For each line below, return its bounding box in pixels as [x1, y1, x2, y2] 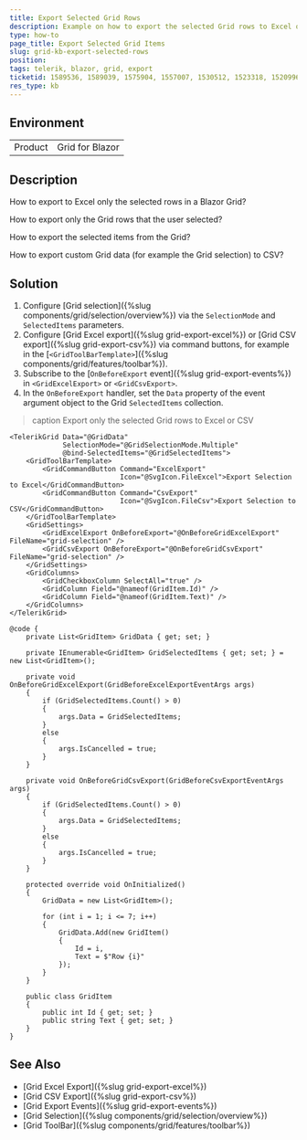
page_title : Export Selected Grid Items [9, 38, 166, 48]
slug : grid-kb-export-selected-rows [9, 47, 149, 57]
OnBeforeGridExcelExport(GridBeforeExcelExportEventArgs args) [9, 681, 256, 690]
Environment [9, 115, 85, 131]
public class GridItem [26, 992, 112, 1001]
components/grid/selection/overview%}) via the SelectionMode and [22, 310, 276, 321]
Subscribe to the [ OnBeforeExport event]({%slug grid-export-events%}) [22, 368, 292, 379]
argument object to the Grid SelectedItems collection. [22, 397, 224, 408]
